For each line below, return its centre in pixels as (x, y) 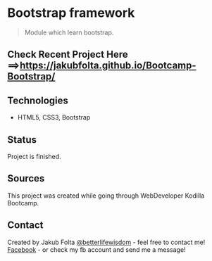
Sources (26, 178)
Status (22, 140)
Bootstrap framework (71, 13)
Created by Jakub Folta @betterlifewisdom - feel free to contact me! (106, 242)
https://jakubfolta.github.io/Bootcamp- (108, 66)
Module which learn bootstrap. (69, 32)
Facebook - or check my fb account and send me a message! (96, 249)
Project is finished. (34, 156)
